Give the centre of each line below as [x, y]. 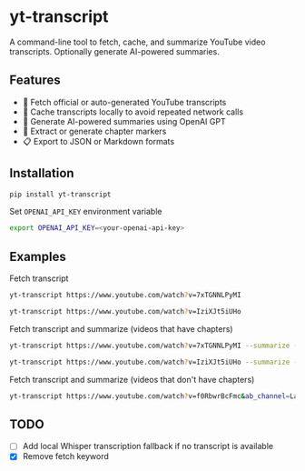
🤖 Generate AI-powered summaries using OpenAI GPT [124, 121]
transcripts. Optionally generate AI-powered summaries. [114, 51]
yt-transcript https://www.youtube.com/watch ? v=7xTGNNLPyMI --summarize [150, 346]
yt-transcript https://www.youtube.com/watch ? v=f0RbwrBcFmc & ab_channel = [150, 396]
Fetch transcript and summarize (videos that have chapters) [121, 328]
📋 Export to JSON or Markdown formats [98, 141]
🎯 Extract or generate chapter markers [94, 131]
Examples [38, 256]
